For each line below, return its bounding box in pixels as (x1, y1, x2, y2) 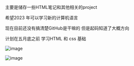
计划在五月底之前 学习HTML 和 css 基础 (5, 36, 86, 41)
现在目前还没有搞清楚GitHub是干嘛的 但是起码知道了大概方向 (5, 25, 130, 31)
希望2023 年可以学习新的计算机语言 (5, 15, 78, 21)
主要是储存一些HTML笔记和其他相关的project (5, 4, 98, 10)
